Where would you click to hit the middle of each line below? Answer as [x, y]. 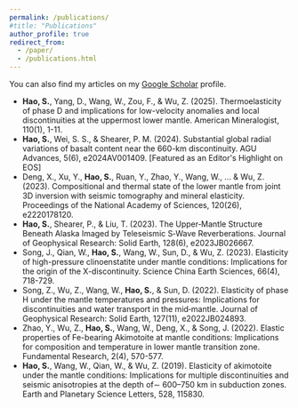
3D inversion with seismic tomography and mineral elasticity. [133, 196]
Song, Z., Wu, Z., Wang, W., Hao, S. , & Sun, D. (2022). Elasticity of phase [155, 290]
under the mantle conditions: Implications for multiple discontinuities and [155, 375]
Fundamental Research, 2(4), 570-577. [93, 356]
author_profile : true [49, 34]
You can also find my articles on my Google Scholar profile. [118, 84]
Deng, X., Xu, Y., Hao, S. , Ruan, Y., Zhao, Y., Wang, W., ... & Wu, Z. [143, 177]
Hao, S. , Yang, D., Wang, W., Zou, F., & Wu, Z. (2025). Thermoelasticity [152, 101]
